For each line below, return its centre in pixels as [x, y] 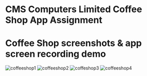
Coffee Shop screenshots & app [73, 43]
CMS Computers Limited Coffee [74, 9]
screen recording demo [56, 54]
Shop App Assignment [54, 20]
